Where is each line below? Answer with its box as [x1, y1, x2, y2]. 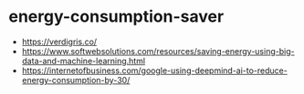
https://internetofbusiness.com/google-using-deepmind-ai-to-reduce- [21, 65, 288, 76]
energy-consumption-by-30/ [21, 74, 131, 85]
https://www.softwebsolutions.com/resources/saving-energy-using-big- [21, 45, 295, 56]
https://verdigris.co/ [21, 36, 98, 47]
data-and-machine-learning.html [21, 55, 146, 66]
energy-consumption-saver [8, 6, 225, 27]
